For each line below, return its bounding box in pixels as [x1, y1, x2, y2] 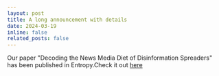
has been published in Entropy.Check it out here [7, 61, 143, 69]
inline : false [7, 28, 48, 36]
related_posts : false [7, 35, 69, 42]
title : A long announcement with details [7, 16, 128, 23]
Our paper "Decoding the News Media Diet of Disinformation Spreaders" [7, 54, 213, 62]
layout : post [7, 9, 45, 17]
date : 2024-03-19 [7, 22, 57, 29]
